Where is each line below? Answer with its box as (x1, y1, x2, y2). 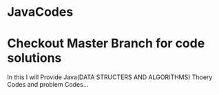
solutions (7, 50, 62, 66)
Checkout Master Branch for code (7, 36, 205, 52)
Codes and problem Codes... (7, 81, 89, 89)
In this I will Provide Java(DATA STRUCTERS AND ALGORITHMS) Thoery (7, 73, 213, 81)
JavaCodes (7, 4, 74, 20)
